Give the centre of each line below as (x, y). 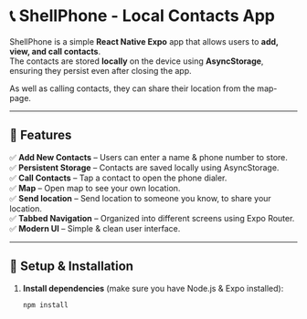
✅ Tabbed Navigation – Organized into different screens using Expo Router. (152, 218)
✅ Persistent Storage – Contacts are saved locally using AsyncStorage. (144, 167)
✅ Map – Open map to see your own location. (95, 188)
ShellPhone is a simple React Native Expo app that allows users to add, (144, 41)
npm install (45, 305)
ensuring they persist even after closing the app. (101, 70)
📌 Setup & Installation (72, 267)
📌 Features (41, 135)
